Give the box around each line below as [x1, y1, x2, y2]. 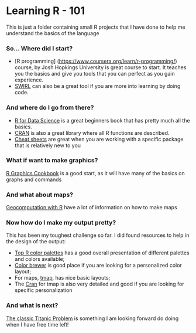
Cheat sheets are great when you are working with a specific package [14, 135, 184, 142]
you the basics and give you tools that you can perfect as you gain [14, 70, 175, 77]
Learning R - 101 [6, 4, 85, 18]
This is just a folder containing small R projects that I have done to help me [6, 23, 185, 30]
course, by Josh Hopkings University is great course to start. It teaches [14, 64, 187, 71]
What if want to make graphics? [6, 157, 98, 165]
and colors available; [14, 256, 65, 263]
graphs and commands [6, 176, 62, 183]
